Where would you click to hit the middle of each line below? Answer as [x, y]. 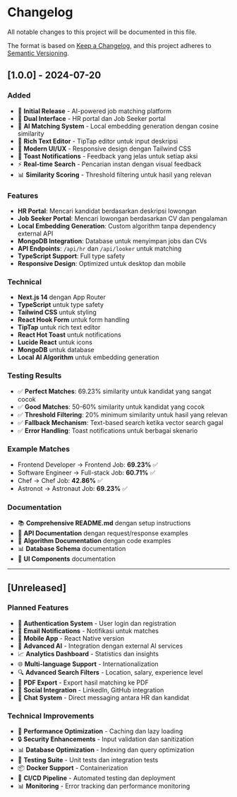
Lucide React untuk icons [55, 342]
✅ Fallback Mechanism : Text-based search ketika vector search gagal [120, 422]
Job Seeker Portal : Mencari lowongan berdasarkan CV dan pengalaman [122, 218]
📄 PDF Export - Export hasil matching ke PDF [83, 682]
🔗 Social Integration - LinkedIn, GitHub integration [91, 690]
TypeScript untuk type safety [61, 305]
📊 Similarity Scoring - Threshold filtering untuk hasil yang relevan [114, 175]
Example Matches [39, 449]
